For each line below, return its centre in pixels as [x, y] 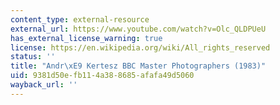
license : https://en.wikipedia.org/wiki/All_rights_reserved [140, 47]
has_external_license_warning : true [86, 38]
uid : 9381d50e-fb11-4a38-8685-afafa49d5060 [102, 76]
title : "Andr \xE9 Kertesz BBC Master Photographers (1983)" [138, 66]
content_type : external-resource [80, 19]
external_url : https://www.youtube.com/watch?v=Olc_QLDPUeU [138, 29]
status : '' [33, 57]
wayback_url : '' [44, 85]
